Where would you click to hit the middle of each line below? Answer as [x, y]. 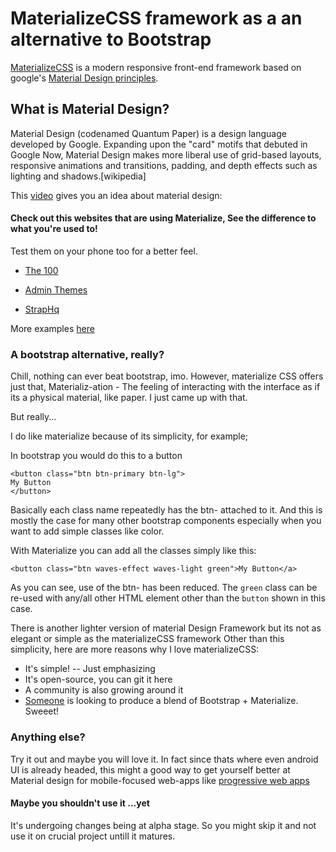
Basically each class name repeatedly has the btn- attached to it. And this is [166, 510]
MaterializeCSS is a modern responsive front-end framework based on [156, 67]
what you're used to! [54, 229]
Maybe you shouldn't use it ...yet [80, 803]
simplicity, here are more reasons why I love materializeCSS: [135, 649]
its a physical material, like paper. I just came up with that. [129, 398]
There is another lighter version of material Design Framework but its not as [166, 628]
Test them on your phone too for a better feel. [104, 251]
